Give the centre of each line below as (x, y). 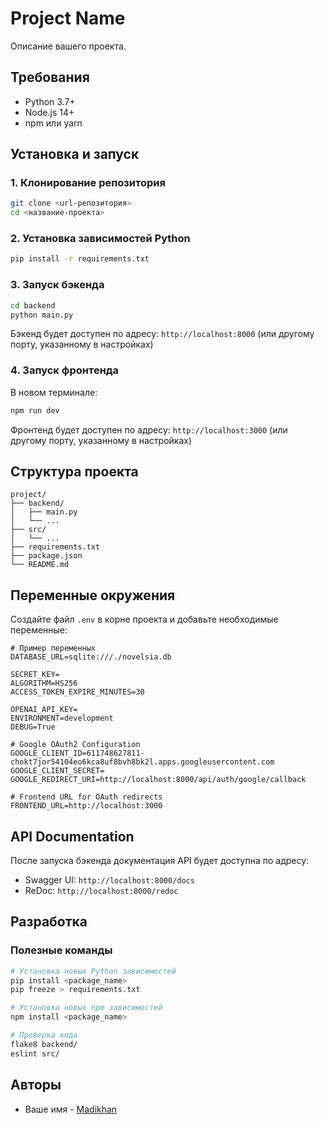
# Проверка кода (44, 1035)
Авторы (36, 1085)
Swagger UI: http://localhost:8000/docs (109, 880)
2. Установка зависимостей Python (100, 239)
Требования (50, 77)
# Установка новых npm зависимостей (86, 1008)
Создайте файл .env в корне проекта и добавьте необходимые (144, 619)
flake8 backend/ (44, 1044)
